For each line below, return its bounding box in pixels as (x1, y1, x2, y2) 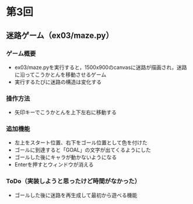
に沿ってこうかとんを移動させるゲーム (14, 71, 107, 78)
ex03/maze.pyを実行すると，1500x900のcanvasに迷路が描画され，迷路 (14, 64, 188, 71)
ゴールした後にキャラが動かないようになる (14, 154, 117, 161)
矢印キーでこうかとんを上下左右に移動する (14, 109, 117, 116)
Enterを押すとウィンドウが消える (14, 161, 94, 168)
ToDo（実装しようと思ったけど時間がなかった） (6, 177, 141, 185)
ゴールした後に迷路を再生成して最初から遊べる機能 (14, 191, 138, 199)
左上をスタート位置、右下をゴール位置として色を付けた (14, 139, 148, 146)
